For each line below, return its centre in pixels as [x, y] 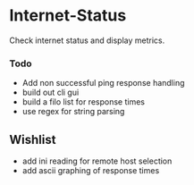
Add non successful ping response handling [103, 83]
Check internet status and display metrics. [87, 40]
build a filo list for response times [84, 102]
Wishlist [33, 139]
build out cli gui [51, 92]
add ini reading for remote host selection [97, 161]
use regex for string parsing [73, 112]
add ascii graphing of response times [91, 171]
